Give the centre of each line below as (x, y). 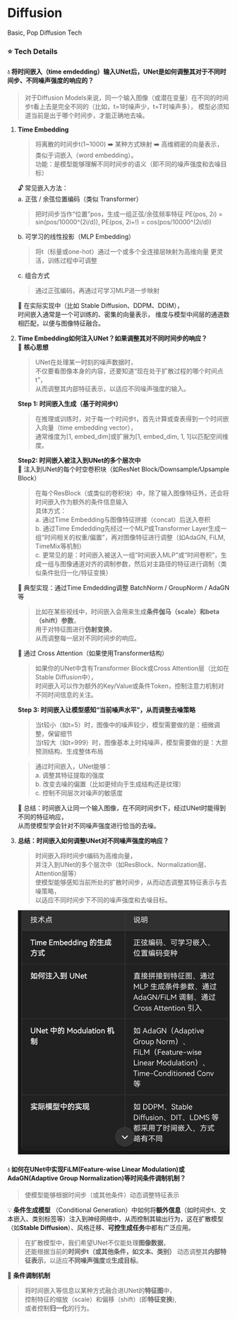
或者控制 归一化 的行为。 (59, 1308)
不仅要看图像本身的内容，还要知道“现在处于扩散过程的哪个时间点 (129, 371)
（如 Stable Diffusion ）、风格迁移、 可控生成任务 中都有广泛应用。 (101, 1228)
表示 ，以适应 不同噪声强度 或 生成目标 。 (86, 1260)
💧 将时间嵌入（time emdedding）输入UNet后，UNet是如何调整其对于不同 (114, 71)
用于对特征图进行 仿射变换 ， (75, 629)
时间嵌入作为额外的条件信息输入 (81, 502)
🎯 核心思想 (33, 347)
